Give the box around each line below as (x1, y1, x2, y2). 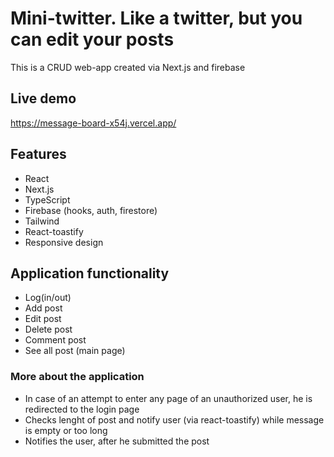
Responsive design (24, 236, 104, 248)
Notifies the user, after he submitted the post (24, 435, 210, 447)
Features (10, 146, 67, 163)
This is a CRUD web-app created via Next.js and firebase (10, 61, 246, 73)
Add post (24, 302, 63, 314)
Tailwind (24, 215, 60, 227)
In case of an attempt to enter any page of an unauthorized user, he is (24, 392, 313, 404)
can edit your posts (10, 28, 175, 51)
